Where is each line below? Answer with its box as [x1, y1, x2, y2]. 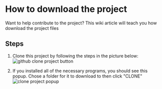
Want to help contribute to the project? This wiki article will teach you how [5, 20, 157, 26]
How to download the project [5, 3, 127, 15]
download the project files [5, 25, 59, 31]
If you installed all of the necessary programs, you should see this [12, 68, 148, 74]
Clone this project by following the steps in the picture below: [12, 53, 139, 59]
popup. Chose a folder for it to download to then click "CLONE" [12, 73, 143, 79]
